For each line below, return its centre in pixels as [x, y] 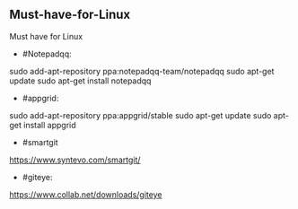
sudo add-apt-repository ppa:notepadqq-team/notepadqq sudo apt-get [142, 71]
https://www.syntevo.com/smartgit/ [75, 160]
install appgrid [50, 125]
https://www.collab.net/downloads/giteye [86, 194]
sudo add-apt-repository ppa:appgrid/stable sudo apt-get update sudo [140, 115]
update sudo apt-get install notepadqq [80, 81]
